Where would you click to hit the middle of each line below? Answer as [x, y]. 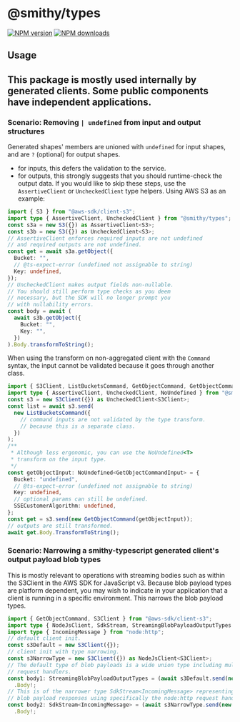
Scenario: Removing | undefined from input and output [104, 122]
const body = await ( [40, 311]
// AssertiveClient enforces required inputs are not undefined [105, 238]
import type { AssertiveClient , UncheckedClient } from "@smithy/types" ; [120, 218]
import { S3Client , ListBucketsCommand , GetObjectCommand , [97, 386]
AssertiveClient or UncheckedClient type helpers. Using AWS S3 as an [122, 191]
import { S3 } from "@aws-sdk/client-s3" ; [71, 212]
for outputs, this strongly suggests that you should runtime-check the [120, 176]
